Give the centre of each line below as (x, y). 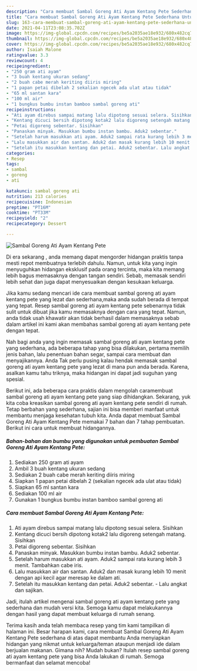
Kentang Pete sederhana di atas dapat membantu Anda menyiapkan (88, 638)
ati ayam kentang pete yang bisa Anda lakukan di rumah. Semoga (85, 656)
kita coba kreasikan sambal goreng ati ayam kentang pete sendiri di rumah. (97, 403)
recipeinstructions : (31, 110)
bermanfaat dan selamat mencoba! (48, 662)
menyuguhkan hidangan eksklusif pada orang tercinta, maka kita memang (95, 269)
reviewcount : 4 (25, 60)
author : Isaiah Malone (34, 50)
